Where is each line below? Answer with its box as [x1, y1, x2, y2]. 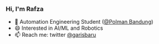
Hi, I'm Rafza [5, 5, 44, 13]
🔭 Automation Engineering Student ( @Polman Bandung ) [14, 18, 154, 26]
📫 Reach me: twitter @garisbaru [14, 32, 96, 39]
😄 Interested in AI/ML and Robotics [14, 24, 103, 32]
